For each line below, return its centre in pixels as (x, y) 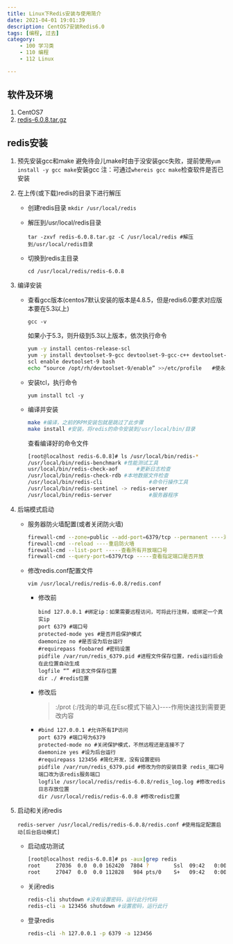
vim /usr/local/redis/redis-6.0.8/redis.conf (94, 584)
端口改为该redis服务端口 (69, 775)
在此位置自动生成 (59, 664)
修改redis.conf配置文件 (60, 571)
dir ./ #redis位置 (63, 678)
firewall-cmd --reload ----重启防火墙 (81, 544)
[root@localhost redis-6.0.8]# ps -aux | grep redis (102, 859)
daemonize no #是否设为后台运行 (80, 642)
